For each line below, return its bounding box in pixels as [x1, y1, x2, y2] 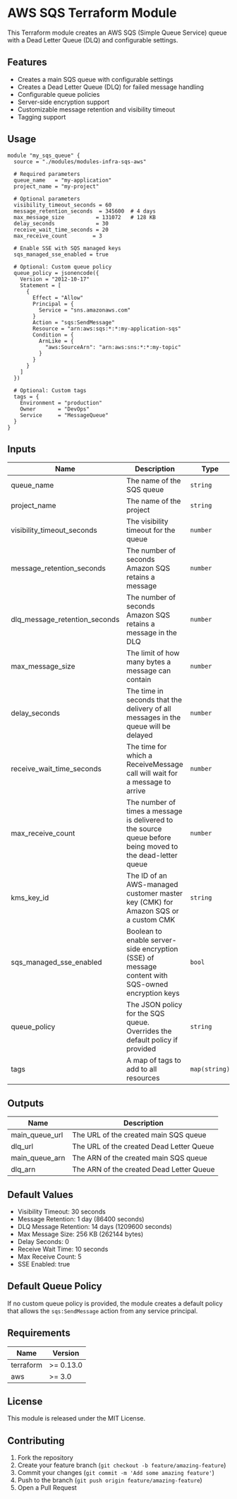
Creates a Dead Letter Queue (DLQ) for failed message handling [17, 83, 205, 91]
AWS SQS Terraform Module [7, 5, 177, 21]
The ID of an [126, 871, 167, 881]
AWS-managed [126, 880, 178, 890]
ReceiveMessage [126, 760, 183, 770]
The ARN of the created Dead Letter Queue [72, 1165, 215, 1175]
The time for [126, 742, 167, 752]
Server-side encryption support [17, 98, 110, 106]
